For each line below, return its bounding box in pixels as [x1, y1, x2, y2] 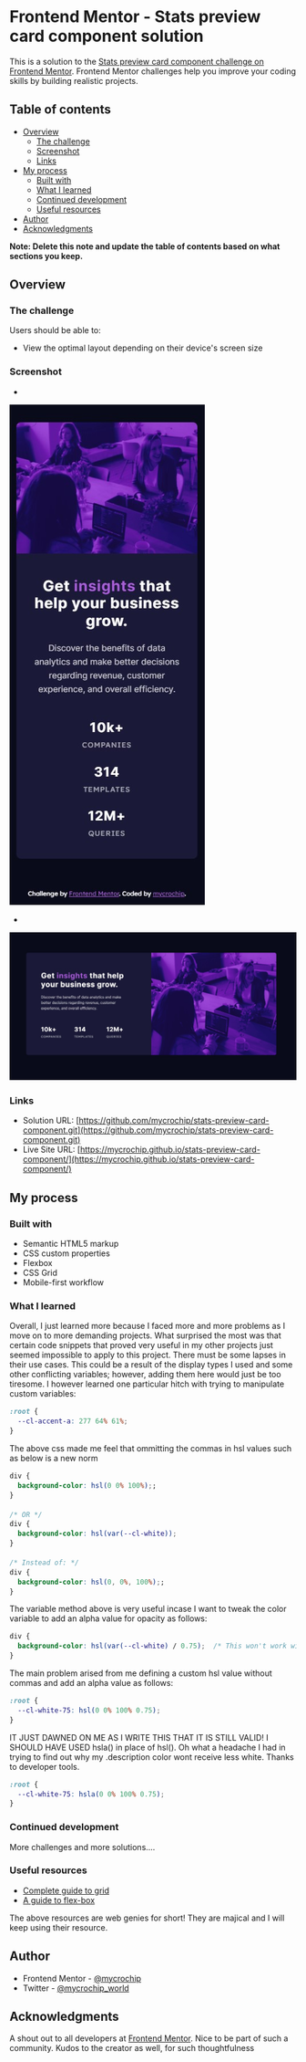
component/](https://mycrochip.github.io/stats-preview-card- [22, 1154, 255, 1165]
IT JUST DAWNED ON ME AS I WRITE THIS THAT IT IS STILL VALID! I [9, 1732, 269, 1743]
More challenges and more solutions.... [9, 1841, 156, 1852]
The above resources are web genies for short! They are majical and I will [9, 1912, 285, 1923]
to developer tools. [9, 1761, 80, 1772]
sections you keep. [9, 250, 84, 261]
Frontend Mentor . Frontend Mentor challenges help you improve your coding [9, 66, 297, 77]
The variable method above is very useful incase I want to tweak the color [9, 1604, 287, 1615]
